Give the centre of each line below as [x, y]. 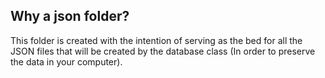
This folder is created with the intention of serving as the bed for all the [156, 40]
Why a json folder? [70, 16]
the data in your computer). [66, 61]
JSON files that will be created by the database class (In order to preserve [163, 51]
